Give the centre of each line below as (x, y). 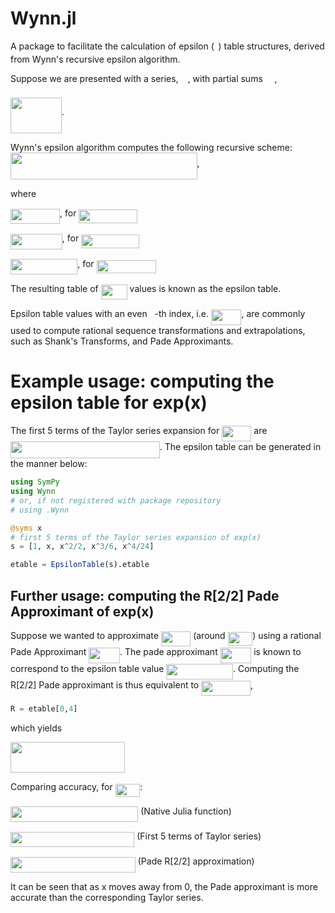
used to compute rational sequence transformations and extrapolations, (158, 330)
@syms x (26, 528)
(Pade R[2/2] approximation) (196, 861)
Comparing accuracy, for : (76, 787)
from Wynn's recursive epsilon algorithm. (95, 59)
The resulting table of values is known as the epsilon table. (146, 288)
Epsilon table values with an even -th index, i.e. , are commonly (158, 314)
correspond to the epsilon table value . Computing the (155, 668)
